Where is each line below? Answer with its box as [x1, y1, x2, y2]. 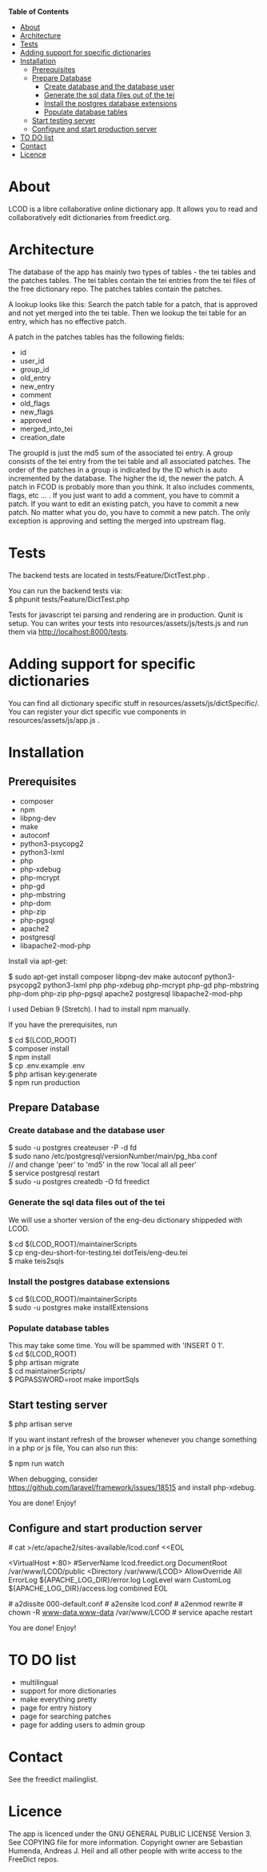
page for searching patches [19, 1711, 112, 1721]
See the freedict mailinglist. [8, 1774, 98, 1784]
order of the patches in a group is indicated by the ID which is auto [8, 465, 228, 474]
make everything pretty [19, 1694, 98, 1704]
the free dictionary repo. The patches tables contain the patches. [8, 284, 223, 293]
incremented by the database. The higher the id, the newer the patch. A [8, 473, 244, 483]
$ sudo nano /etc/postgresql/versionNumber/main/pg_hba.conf [8, 1152, 217, 1161]
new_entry [19, 381, 55, 391]
